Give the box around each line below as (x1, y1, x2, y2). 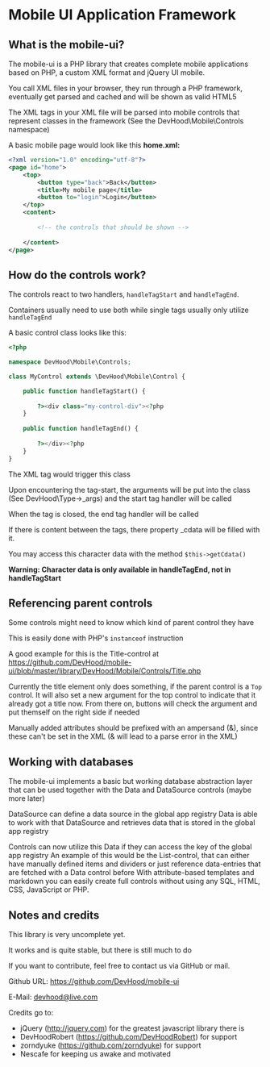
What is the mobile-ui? (8, 38, 125, 52)
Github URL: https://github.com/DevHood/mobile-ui (8, 977, 180, 986)
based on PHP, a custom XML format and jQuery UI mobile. (8, 68, 206, 77)
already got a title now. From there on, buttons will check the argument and (8, 699, 258, 709)
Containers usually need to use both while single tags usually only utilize (8, 305, 249, 315)
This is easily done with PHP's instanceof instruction (8, 633, 184, 643)
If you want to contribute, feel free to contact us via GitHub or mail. (8, 961, 231, 970)
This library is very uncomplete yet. (8, 930, 126, 939)
